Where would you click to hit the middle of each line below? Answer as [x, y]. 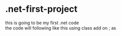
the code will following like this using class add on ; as [60, 28]
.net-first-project [41, 9]
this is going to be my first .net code [42, 23]
